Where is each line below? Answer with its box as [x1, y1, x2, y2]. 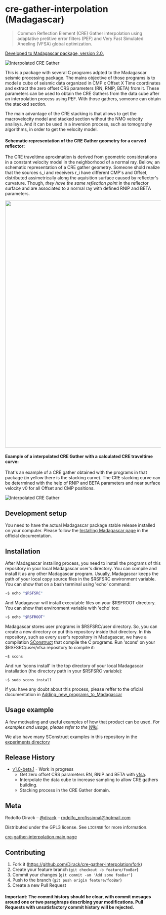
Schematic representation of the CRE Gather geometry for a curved [5, 137, 147, 144]
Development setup [5, 509, 67, 517]
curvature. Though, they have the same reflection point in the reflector [5, 180, 149, 186]
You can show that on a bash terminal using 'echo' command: [5, 581, 131, 587]
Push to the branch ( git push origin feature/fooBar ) [12, 877, 122, 883]
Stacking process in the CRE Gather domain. [19, 787, 110, 793]
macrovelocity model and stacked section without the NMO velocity [5, 116, 143, 122]
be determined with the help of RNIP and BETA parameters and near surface [5, 480, 161, 486]
